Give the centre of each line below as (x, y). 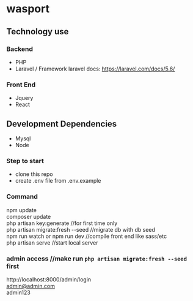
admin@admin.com (31, 286)
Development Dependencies (62, 124)
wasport (28, 9)
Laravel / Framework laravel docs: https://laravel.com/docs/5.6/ (95, 69)
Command (22, 197)
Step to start (25, 161)
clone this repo (34, 174)
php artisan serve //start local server (53, 242)
